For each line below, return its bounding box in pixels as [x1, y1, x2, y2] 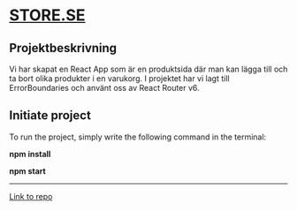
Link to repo [9, 191, 53, 201]
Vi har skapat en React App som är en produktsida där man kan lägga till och [9, 64, 288, 74]
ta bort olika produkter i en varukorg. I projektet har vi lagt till [9, 73, 230, 84]
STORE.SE [9, 5, 86, 26]
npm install [9, 148, 51, 159]
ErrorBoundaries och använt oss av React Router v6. [9, 83, 201, 93]
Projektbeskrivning [9, 41, 118, 56]
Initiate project [9, 108, 91, 124]
